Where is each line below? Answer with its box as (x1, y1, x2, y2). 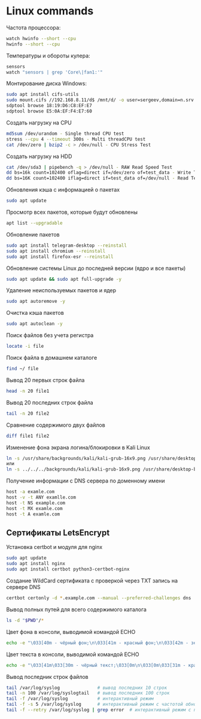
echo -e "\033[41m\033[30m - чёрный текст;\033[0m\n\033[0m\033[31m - (6, 662, 186, 668)
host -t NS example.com (6, 500, 66, 506)
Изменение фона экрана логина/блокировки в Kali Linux (6, 444, 151, 451)
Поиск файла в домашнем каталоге (6, 354, 98, 362)
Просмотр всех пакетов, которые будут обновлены (6, 208, 138, 216)
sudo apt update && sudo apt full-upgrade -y (6, 276, 121, 282)
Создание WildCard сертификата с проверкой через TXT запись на (6, 577, 178, 584)
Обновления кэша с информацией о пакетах (6, 186, 120, 193)
